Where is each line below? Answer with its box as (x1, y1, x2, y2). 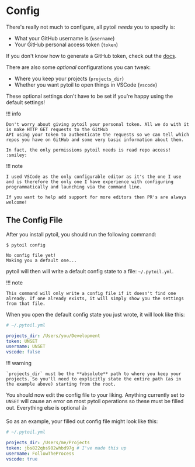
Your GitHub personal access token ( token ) (14, 41, 119, 48)
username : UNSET (6, 344, 46, 349)
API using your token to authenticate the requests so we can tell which (6, 132, 190, 138)
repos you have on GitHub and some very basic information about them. (6, 136, 184, 143)
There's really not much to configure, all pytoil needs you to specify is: (6, 23, 175, 30)
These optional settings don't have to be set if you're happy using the (6, 92, 173, 99)
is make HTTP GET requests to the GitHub (6, 126, 109, 132)
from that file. (6, 300, 46, 307)
